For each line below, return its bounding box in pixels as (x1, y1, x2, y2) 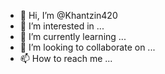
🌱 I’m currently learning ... (19, 31, 127, 42)
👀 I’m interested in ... (19, 20, 105, 32)
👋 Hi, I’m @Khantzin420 (19, 10, 118, 21)
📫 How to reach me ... (19, 53, 113, 64)
